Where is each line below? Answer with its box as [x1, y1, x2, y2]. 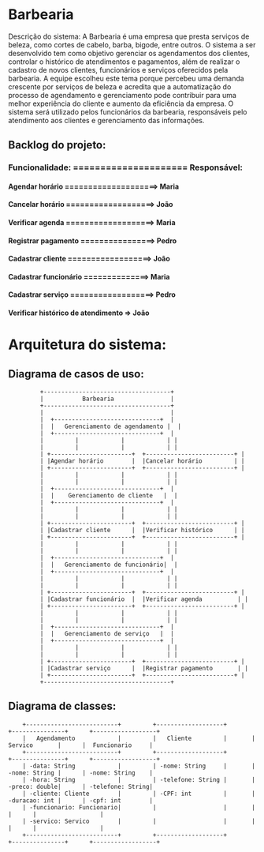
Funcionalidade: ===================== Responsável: [8, 162, 243, 173]
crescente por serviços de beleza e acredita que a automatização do [8, 81, 232, 92]
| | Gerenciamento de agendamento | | [39, 422, 181, 430]
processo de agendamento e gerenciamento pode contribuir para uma [8, 90, 236, 99]
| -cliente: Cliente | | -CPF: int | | [22, 790, 256, 798]
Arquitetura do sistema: [8, 336, 167, 354]
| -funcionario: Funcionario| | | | [22, 803, 256, 811]
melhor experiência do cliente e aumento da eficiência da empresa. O [8, 99, 234, 108]
